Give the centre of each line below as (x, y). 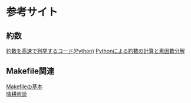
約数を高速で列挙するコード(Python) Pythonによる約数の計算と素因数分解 (95, 51)
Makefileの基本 (24, 87)
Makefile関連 (30, 71)
